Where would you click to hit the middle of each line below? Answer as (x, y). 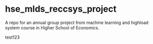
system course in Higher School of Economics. (52, 27)
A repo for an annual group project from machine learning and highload (77, 22)
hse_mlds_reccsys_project (61, 9)
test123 (12, 37)
